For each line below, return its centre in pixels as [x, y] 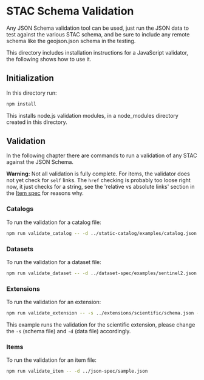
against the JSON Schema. [40, 162]
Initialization [30, 78]
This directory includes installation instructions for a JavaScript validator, [97, 52]
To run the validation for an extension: [54, 302]
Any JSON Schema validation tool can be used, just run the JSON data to [98, 28]
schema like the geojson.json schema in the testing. [71, 41]
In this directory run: [32, 93]
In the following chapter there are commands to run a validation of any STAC [102, 155]
